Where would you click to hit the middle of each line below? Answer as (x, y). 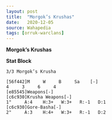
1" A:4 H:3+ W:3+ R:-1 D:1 (56, 103)
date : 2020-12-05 (30, 22)
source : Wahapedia (28, 28)
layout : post (22, 11)
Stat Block (19, 61)
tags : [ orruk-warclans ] (35, 33)
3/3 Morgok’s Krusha (31, 72)
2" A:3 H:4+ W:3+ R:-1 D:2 (56, 112)
